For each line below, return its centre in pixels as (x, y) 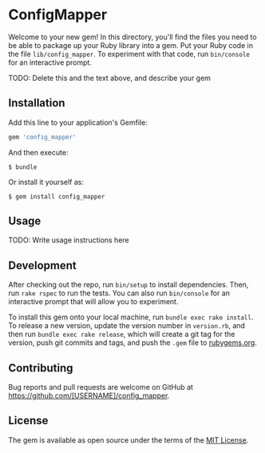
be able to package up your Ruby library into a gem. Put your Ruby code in (131, 45)
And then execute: (38, 152)
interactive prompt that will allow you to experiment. (93, 302)
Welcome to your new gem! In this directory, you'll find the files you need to (132, 37)
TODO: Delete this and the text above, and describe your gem (110, 78)
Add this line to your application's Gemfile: (78, 122)
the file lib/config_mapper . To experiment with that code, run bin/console (129, 54)
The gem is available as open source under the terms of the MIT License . (129, 440)
